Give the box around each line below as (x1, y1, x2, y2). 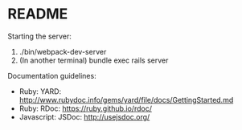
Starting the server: (7, 31, 72, 41)
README (7, 5, 68, 23)
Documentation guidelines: (7, 71, 97, 80)
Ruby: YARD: (18, 86, 62, 96)
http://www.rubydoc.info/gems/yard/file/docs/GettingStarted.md (18, 95, 234, 104)
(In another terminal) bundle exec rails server (18, 55, 169, 65)
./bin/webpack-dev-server (18, 47, 107, 56)
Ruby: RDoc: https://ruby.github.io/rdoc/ (18, 104, 152, 113)
